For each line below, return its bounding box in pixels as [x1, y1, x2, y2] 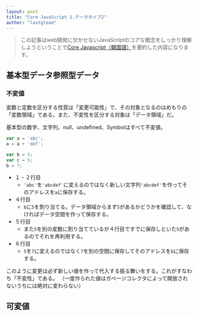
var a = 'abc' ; [6, 136, 44, 141]
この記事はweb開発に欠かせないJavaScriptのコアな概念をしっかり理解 [20, 37, 192, 44]
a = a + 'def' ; [6, 141, 44, 147]
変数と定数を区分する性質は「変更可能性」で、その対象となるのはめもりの [6, 104, 187, 111]
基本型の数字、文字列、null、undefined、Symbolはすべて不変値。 [6, 124, 167, 131]
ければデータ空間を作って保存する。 [23, 210, 112, 218]
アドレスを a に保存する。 [28, 189, 89, 196]
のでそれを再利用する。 [28, 233, 86, 240]
